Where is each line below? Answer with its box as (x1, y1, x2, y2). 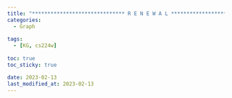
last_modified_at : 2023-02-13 (7, 80, 95, 87)
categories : (7, 17, 41, 23)
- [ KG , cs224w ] (13, 42, 57, 49)
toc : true (7, 55, 36, 62)
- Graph (13, 23, 36, 30)
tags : (7, 36, 23, 43)
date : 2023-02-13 (7, 74, 57, 81)
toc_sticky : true (7, 61, 57, 68)
